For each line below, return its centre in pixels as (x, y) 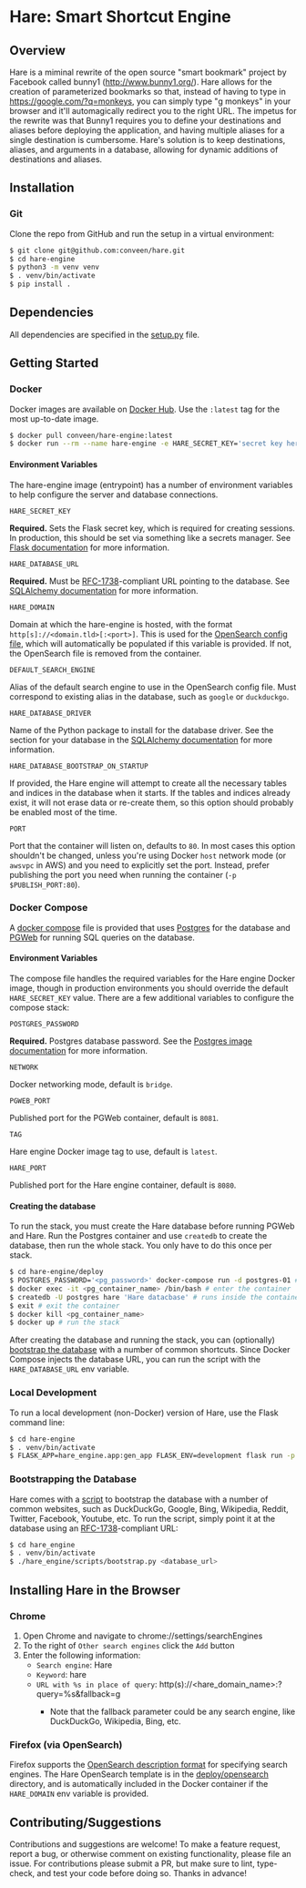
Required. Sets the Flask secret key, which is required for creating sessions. (153, 528)
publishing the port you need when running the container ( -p (123, 874)
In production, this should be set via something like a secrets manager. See (150, 537)
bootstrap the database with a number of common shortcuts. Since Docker (150, 1350)
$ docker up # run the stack (65, 1322)
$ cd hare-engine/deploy (56, 1272)
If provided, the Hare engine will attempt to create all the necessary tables (148, 783)
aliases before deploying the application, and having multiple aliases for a (147, 130)
